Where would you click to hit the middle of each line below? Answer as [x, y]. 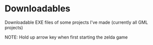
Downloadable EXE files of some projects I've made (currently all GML [76, 22]
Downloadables [38, 9]
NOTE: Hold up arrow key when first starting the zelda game [66, 37]
